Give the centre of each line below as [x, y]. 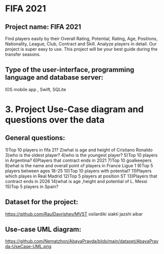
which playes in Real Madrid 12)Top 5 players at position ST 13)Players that [81, 176]
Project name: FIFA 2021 [43, 27]
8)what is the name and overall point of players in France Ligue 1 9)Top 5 [79, 165]
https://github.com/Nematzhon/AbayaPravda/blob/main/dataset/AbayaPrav [82, 241]
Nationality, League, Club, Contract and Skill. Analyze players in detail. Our [81, 44]
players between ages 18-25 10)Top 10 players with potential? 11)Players [78, 171]
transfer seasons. [23, 54]
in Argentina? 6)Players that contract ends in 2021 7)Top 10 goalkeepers [79, 160]
